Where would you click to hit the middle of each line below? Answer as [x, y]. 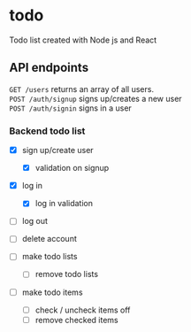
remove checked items [76, 320]
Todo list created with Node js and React [83, 40]
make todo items [52, 292]
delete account [49, 239]
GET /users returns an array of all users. [82, 89]
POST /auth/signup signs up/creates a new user [96, 98]
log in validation [64, 204]
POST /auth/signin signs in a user [71, 108]
